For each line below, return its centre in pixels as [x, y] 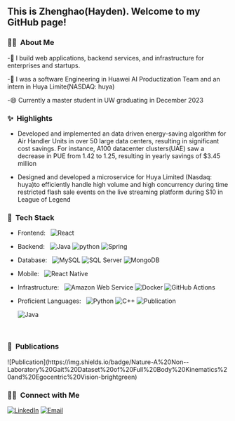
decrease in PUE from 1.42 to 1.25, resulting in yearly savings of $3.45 [119, 156]
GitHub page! [37, 23]
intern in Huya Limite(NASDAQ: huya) [61, 86]
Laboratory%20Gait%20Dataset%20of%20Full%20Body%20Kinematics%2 [117, 369]
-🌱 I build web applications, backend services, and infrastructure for [106, 58]
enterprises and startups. [44, 65]
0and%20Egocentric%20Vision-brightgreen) [72, 377]
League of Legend [44, 199]
